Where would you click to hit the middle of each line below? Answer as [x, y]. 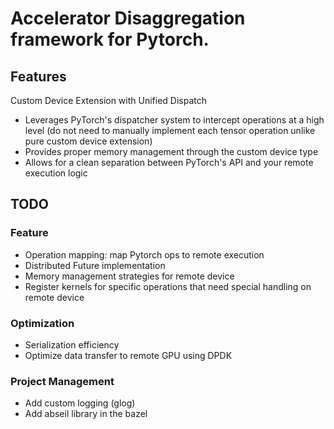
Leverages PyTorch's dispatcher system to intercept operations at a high [174, 120]
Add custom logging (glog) [80, 403]
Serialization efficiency [72, 344]
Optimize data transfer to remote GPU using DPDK [128, 355]
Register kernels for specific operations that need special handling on [168, 286]
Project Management [62, 381]
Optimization [42, 323]
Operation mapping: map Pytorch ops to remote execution [144, 254]
